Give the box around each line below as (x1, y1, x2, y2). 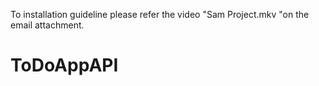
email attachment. (10, 19, 85, 31)
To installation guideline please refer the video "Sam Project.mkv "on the (10, 9, 310, 20)
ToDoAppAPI (10, 54, 119, 77)
